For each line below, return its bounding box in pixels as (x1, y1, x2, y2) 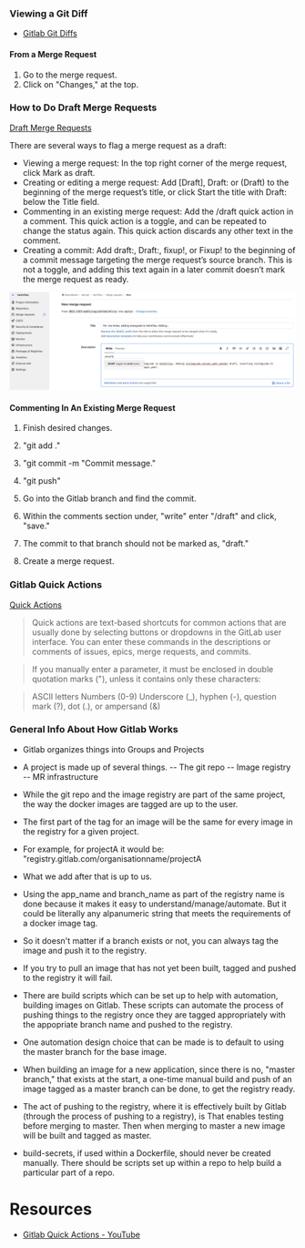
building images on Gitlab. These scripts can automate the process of (22, 999, 284, 1010)
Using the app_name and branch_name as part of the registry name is (22, 888, 285, 899)
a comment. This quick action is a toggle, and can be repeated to (22, 215, 267, 226)
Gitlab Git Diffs (22, 28, 77, 39)
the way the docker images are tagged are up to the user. (22, 798, 239, 809)
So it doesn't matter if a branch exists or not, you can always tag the (22, 935, 280, 946)
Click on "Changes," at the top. (22, 78, 139, 89)
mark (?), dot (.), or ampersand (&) (31, 701, 161, 711)
